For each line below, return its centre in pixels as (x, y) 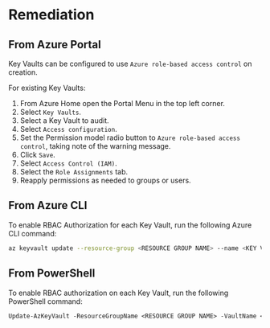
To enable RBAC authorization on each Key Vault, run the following (119, 293)
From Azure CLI (48, 205)
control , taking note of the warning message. (95, 146)
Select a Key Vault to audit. (65, 121)
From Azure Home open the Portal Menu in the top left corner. (122, 103)
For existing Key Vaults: (47, 88)
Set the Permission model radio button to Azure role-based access (130, 137)
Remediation (51, 15)
